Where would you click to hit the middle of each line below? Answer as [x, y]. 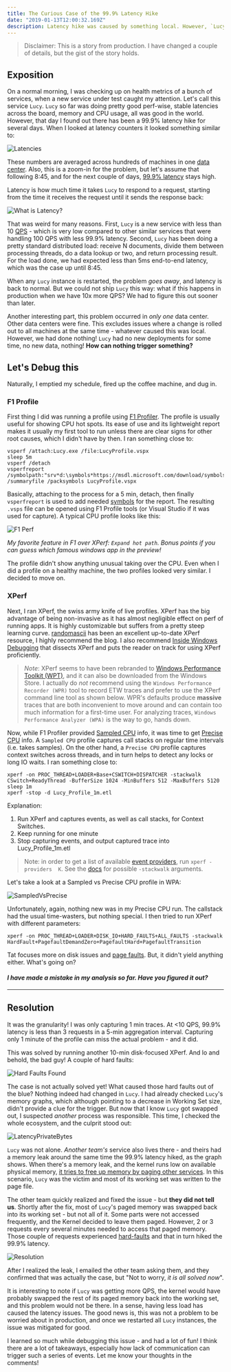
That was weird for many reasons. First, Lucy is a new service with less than [114, 224]
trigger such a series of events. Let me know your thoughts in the [100, 1355]
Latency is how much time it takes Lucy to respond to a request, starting [109, 190]
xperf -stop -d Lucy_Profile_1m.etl [59, 792]
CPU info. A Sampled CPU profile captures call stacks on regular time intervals [115, 740]
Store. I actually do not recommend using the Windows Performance [118, 683]
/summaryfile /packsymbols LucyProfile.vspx [72, 482]
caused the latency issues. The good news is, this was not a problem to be [113, 1313]
